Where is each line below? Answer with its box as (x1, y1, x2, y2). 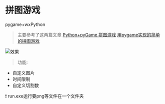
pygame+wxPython (5, 21, 45, 27)
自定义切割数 (12, 82, 39, 88)
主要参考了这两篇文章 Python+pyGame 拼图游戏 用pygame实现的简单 (17, 31, 160, 37)
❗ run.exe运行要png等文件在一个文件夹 (5, 93, 84, 99)
